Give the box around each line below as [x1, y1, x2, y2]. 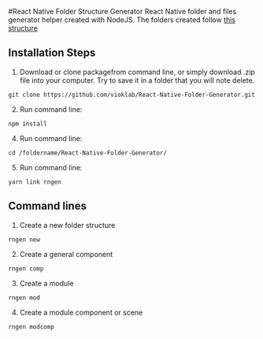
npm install [8, 120, 47, 128]
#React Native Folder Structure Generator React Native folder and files [8, 7, 237, 16]
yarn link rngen [8, 177, 61, 186]
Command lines [8, 199, 87, 213]
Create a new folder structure [19, 220, 116, 229]
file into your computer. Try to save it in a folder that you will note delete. [19, 75, 255, 85]
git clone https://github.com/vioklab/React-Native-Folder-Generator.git [8, 91, 256, 99]
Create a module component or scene [19, 307, 143, 317]
